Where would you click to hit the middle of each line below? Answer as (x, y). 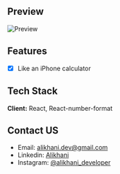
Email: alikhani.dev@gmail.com (62, 148)
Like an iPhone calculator (54, 68)
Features (27, 51)
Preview (26, 12)
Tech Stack (32, 91)
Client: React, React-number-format (60, 108)
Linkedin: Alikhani (43, 155)
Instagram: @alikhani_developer (64, 163)
